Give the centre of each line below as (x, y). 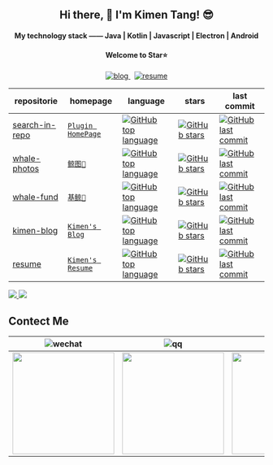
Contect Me (39, 321)
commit (240, 106)
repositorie (36, 101)
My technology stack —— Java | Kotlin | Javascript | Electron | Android (136, 35)
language (146, 101)
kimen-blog (35, 231)
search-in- (35, 125)
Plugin (80, 126)
